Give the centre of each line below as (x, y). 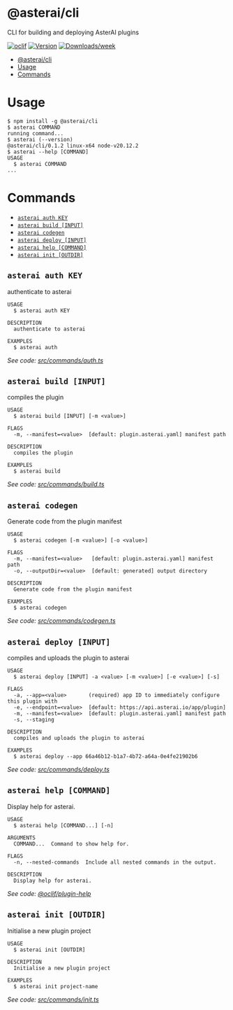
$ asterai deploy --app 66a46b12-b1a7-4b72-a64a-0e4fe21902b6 (106, 757)
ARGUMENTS (22, 838)
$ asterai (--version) (40, 139)
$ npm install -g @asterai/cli (53, 121)
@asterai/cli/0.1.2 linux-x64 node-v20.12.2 (73, 146)
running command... (36, 133)
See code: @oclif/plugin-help (49, 893)
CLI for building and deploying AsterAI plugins (73, 32)
